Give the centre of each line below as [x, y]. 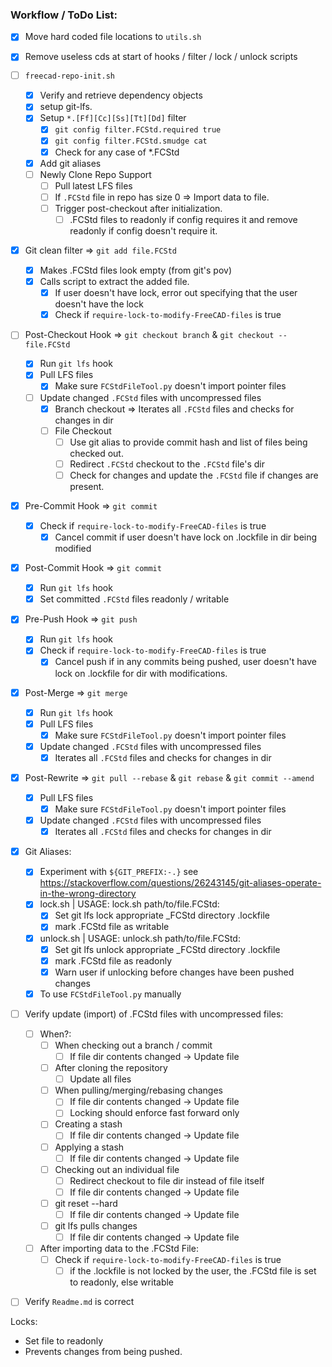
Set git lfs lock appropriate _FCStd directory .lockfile [162, 915]
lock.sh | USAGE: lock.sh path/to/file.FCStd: [129, 904]
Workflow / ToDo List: [64, 15]
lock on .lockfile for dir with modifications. [141, 673]
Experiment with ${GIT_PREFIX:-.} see [119, 872]
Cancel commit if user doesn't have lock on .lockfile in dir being [186, 537]
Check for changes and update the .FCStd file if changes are [194, 475]
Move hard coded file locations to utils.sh [113, 37]
